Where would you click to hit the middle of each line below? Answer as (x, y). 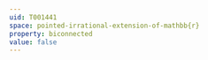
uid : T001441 (33, 17)
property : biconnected (51, 34)
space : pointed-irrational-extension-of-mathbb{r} (104, 26)
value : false (33, 42)
